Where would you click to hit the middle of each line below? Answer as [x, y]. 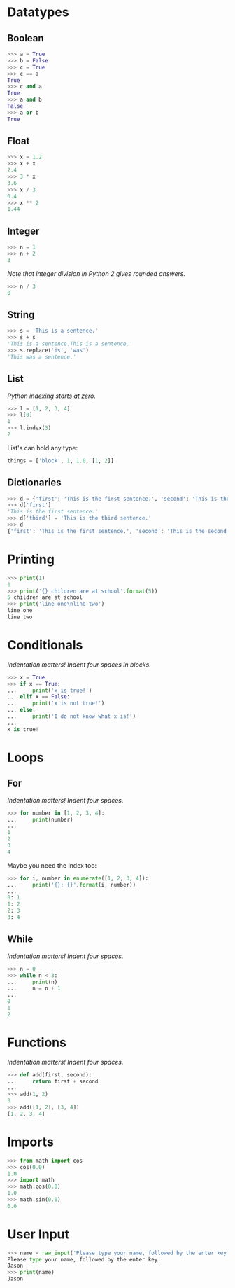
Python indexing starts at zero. [52, 396]
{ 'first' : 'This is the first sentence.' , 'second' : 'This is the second [117, 531]
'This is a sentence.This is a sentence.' [70, 344]
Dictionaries [34, 483]
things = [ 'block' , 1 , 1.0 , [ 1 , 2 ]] [60, 461]
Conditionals [45, 645]
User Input [38, 1234]
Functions [37, 1043]
